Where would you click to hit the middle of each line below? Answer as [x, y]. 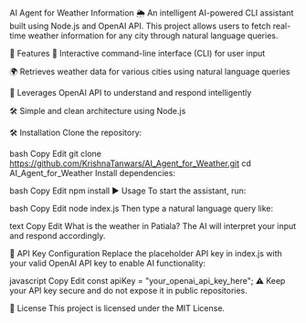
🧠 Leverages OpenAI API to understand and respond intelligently [131, 93]
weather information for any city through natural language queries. [153, 36]
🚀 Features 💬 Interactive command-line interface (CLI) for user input [137, 53]
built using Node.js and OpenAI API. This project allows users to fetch [140, 26]
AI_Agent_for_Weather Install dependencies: [93, 173]
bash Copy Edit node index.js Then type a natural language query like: [142, 208]
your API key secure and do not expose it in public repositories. [129, 291]
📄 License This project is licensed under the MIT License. [117, 308]
